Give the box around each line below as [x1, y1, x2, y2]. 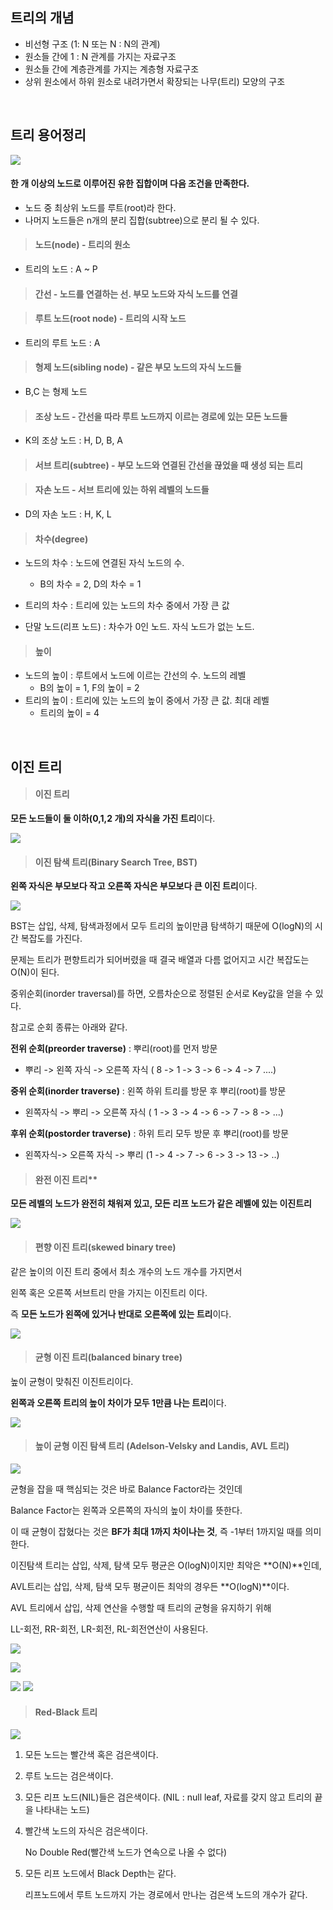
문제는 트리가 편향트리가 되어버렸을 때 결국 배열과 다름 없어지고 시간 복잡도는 [10, 954, 310, 966]
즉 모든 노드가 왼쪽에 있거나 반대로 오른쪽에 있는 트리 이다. [10, 1308, 232, 1320]
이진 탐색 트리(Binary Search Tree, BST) [34, 856, 198, 868]
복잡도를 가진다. [20, 933, 83, 945]
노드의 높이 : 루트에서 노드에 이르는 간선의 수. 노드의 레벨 [24, 669, 247, 682]
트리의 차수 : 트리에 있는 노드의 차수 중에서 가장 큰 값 [24, 599, 230, 612]
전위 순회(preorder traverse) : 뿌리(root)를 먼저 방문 [10, 1043, 218, 1055]
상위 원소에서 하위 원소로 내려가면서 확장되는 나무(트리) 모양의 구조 [24, 75, 286, 87]
